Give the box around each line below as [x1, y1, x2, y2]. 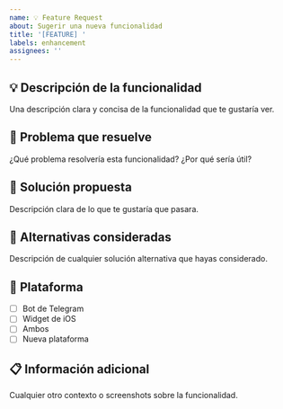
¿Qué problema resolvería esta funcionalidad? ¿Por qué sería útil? [9, 154, 252, 164]
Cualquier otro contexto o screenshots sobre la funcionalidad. [9, 390, 238, 401]
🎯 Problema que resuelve [9, 129, 153, 145]
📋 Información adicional [9, 361, 150, 377]
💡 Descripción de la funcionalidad [9, 80, 202, 95]
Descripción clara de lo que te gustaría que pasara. [9, 203, 199, 214]
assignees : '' [9, 47, 63, 56]
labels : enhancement [9, 38, 87, 48]
